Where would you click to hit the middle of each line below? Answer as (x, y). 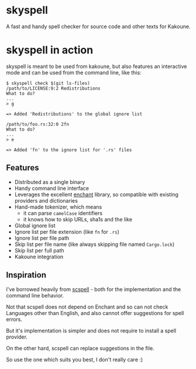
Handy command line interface (52, 188)
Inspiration (26, 275)
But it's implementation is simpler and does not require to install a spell (91, 330)
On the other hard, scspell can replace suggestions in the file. (80, 348)
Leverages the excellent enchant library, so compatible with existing (96, 194)
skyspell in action (50, 50)
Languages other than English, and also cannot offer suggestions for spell (95, 313)
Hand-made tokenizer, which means (58, 207)
